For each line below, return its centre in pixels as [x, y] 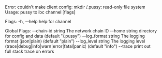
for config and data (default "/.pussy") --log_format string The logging [75, 36]
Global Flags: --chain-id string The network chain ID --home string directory [81, 31]
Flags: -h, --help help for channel [38, 22]
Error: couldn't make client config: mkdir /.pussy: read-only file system [75, 7]
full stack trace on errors [29, 51]
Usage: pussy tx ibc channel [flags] [40, 12]
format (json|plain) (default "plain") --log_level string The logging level [75, 41]
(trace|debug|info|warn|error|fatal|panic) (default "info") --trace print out [78, 46]
